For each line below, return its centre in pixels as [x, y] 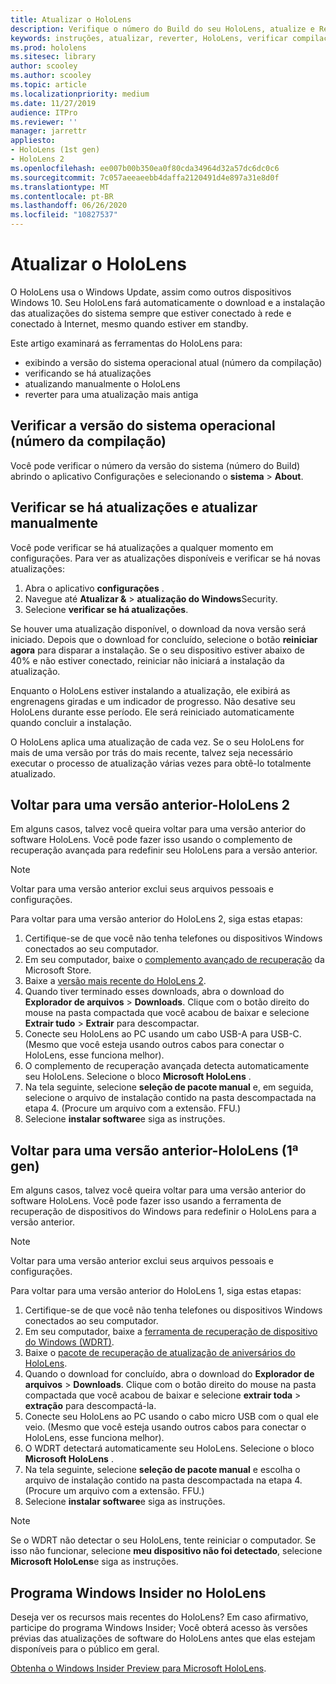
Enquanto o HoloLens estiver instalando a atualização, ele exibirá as [150, 690]
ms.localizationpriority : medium [80, 94]
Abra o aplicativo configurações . [94, 588]
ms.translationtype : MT [60, 187]
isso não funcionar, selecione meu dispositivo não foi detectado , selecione [166, 1551]
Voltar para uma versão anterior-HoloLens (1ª [154, 1150]
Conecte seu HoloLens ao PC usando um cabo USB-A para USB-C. [163, 1034]
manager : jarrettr [48, 131]
